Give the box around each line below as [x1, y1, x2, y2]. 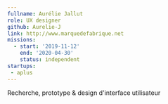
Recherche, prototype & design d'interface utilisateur [7, 89, 161, 97]
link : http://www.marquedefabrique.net [7, 30, 124, 37]
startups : [7, 63, 37, 70]
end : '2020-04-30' [20, 50, 74, 57]
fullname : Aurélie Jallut [7, 10, 83, 18]
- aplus [10, 69, 33, 76]
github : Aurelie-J [7, 23, 61, 30]
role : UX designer [7, 17, 61, 24]
